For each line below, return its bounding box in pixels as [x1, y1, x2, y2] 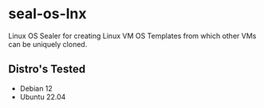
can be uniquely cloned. [8, 39, 88, 48]
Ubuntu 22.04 [19, 92, 66, 102]
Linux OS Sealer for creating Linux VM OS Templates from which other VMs [8, 31, 257, 40]
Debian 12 [19, 83, 53, 93]
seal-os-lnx [8, 5, 87, 23]
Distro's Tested [8, 63, 86, 76]
